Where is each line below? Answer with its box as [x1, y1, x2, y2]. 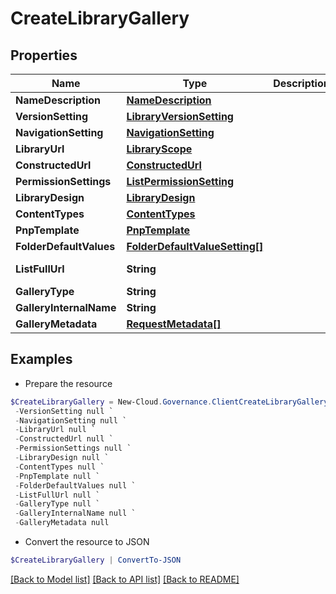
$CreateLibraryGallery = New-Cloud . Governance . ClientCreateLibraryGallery [10, 397, 329, 407]
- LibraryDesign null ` [14, 453, 110, 463]
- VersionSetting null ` [14, 406, 114, 416]
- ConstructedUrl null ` [14, 434, 114, 444]
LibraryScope [126, 142, 193, 156]
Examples [10, 351, 73, 368]
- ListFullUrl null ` [14, 490, 101, 500]
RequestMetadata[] [126, 317, 222, 331]
